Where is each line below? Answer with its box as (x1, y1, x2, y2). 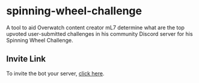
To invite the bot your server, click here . (6, 70, 105, 77)
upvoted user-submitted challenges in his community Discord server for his (6, 30, 194, 37)
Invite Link (6, 54, 46, 64)
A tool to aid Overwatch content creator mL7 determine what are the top (6, 24, 185, 31)
